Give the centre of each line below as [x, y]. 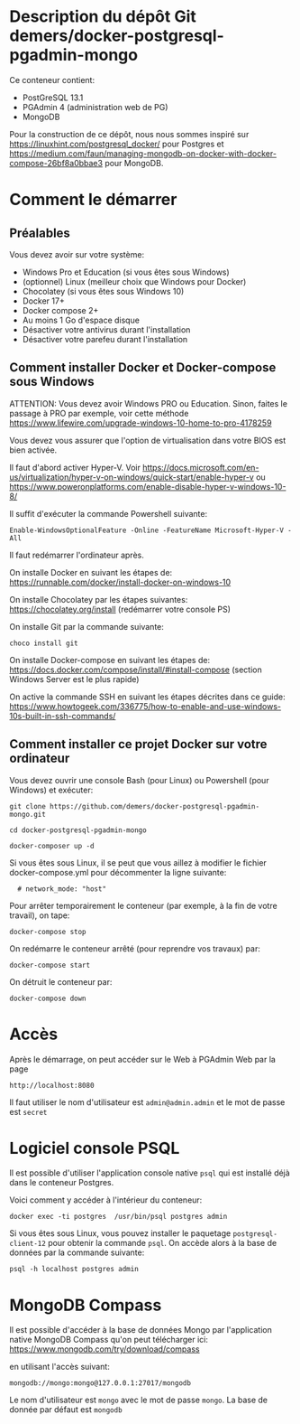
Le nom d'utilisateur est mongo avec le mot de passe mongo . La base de [139, 1400]
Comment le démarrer [93, 200]
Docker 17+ [43, 301]
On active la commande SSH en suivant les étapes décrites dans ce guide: [147, 697]
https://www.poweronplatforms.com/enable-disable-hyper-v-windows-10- [148, 486]
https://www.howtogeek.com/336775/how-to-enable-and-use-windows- [145, 706]
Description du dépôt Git [103, 17]
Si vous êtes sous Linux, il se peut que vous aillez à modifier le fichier [138, 862]
